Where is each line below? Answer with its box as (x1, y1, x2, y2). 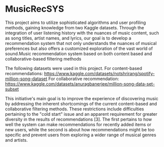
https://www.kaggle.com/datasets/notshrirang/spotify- (44, 70, 155, 76)
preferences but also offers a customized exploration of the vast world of (5, 45, 153, 51)
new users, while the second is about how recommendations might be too (5, 126, 155, 132)
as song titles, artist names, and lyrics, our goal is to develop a (5, 35, 132, 41)
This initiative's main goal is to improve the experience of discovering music (5, 95, 159, 101)
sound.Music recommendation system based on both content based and (5, 50, 152, 57)
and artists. (5, 137, 28, 143)
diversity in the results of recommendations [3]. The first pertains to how (5, 116, 152, 122)
